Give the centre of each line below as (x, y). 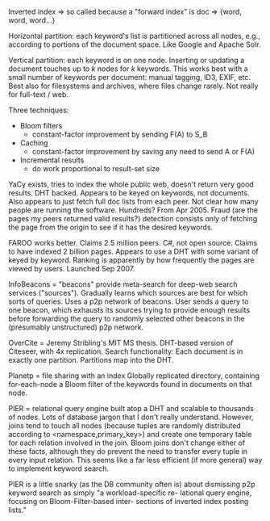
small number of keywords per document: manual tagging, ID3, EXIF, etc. (130, 77)
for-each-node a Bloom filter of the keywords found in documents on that (130, 384)
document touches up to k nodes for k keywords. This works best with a (128, 69)
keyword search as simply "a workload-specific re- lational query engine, (130, 493)
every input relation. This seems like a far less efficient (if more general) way (135, 460)
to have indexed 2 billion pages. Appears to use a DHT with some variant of (134, 251)
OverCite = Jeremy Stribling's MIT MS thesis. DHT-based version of (121, 343)
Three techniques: (39, 110)
